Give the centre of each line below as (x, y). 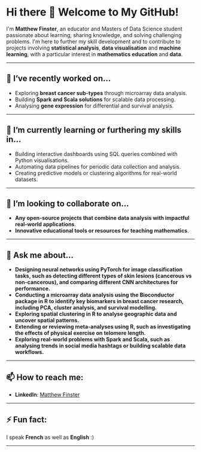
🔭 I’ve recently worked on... (59, 79)
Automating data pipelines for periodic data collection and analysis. (98, 166)
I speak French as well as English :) (50, 437)
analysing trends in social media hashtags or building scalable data (100, 346)
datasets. (26, 179)
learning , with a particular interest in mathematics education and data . (95, 54)
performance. (33, 289)
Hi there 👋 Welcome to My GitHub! (93, 12)
